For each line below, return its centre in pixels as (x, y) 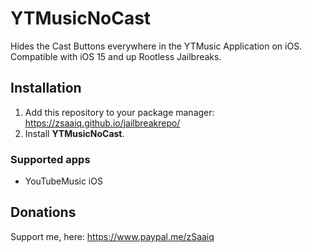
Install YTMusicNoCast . (74, 133)
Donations (43, 212)
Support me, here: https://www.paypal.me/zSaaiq (112, 236)
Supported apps (50, 159)
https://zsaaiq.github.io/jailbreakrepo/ (102, 123)
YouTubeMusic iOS (63, 181)
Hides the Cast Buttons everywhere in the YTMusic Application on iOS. (156, 46)
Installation (46, 88)
